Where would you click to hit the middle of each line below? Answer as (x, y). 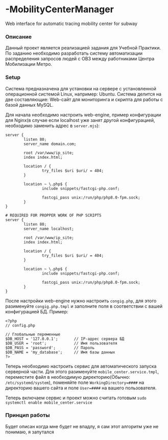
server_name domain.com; (50, 144)
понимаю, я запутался (30, 432)
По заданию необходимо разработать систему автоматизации (74, 53)
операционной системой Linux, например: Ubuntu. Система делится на (83, 94)
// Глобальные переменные (33, 334)
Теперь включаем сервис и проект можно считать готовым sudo (76, 398)
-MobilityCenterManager (59, 9)
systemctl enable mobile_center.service (49, 402)
